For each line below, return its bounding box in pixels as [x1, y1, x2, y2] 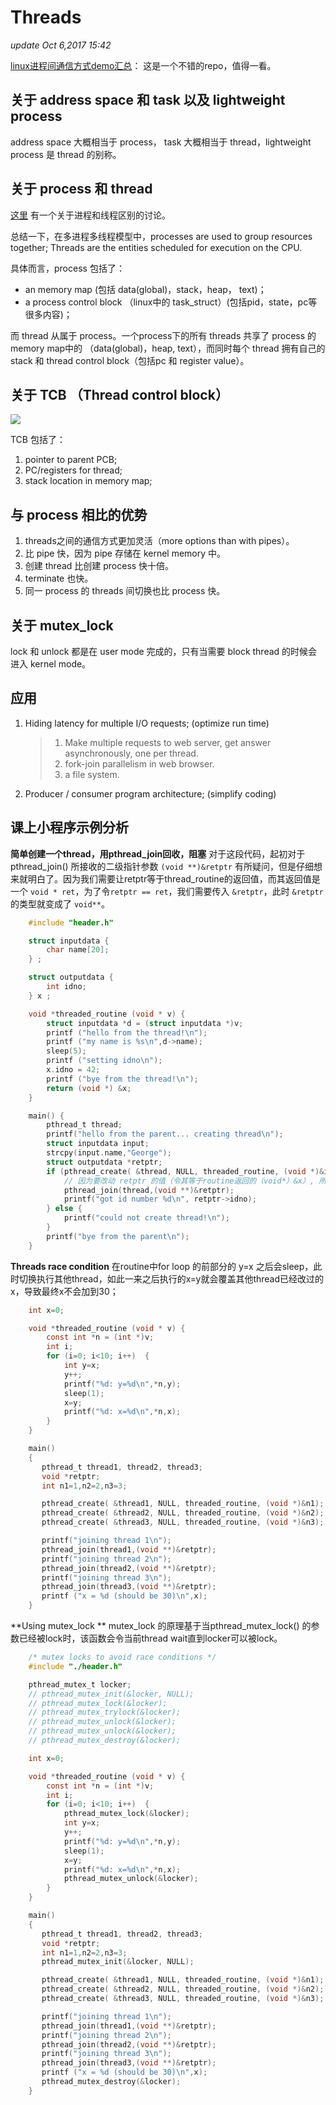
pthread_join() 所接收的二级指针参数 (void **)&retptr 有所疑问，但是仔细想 [10, 860, 323, 872]
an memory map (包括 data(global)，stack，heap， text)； [24, 283, 267, 295]
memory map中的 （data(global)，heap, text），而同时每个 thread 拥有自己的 [10, 342, 326, 354]
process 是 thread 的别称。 [10, 148, 122, 160]
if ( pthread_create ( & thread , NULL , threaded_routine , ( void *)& [46, 1166, 325, 1176]
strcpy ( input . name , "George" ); [46, 1148, 172, 1158]
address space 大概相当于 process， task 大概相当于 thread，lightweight [10, 136, 312, 148]
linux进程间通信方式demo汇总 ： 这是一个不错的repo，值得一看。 [10, 59, 277, 71]
